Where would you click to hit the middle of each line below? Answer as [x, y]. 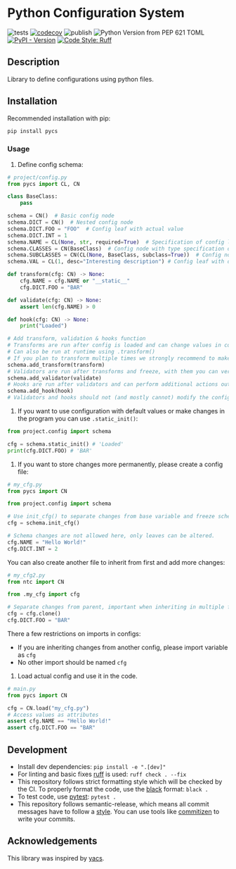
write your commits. [46, 819]
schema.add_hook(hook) [40, 391]
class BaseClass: [33, 196]
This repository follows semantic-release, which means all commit [113, 804]
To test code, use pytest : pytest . [67, 796]
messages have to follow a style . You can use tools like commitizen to [118, 812]
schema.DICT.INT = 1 [38, 235]
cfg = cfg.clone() [34, 614]
